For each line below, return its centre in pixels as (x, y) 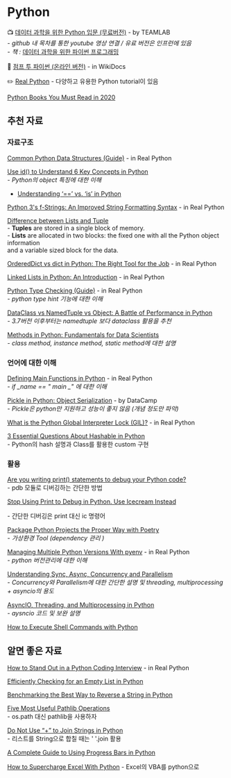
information (24, 242)
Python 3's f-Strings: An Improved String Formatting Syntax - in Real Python (116, 207)
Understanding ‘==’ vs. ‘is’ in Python (69, 193)
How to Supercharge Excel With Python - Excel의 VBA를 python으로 (103, 767)
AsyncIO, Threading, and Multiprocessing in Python (81, 605)
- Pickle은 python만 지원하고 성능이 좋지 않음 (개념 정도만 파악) (93, 408)
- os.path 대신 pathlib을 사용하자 (52, 717)
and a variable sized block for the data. (63, 250)
